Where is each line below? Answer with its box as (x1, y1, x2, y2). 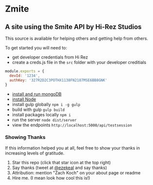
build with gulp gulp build (12, 107, 65, 112)
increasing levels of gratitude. (5, 150, 65, 156)
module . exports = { (5, 69, 45, 74)
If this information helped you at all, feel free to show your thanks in (5, 145, 140, 151)
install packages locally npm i (12, 111, 71, 117)
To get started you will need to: (5, 45, 67, 50)
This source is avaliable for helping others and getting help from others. (5, 35, 148, 41)
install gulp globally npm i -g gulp (12, 101, 81, 107)
